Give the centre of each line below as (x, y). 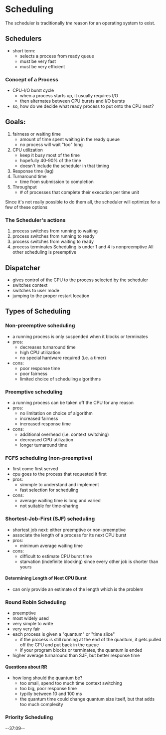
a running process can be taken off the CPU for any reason (73, 402)
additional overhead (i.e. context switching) (64, 434)
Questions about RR (26, 667)
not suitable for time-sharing (49, 506)
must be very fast (38, 61)
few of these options (26, 207)
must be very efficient (42, 66)
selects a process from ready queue (57, 56)
